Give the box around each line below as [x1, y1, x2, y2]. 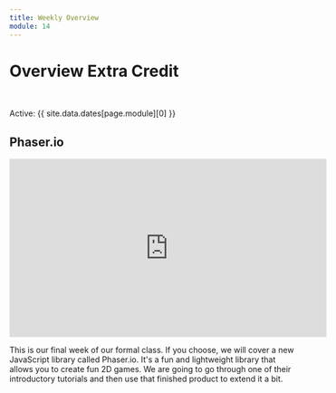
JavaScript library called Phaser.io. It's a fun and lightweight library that [9, 354, 276, 365]
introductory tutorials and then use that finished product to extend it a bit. [9, 373, 283, 385]
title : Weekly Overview [9, 13, 100, 23]
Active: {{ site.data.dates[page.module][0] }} [9, 108, 177, 119]
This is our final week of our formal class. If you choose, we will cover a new [9, 345, 294, 356]
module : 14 [9, 22, 51, 31]
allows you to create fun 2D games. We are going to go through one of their [9, 364, 292, 375]
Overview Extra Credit [9, 61, 179, 81]
